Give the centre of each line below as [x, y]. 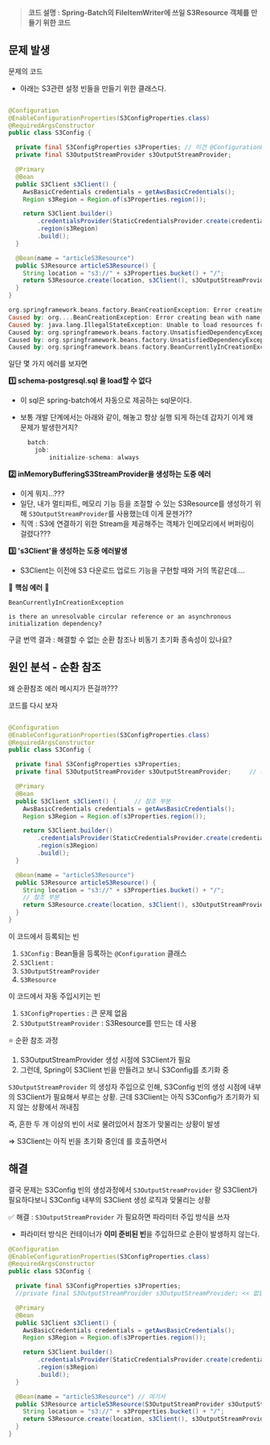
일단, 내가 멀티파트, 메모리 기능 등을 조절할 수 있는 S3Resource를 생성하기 [136, 503]
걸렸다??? [35, 533]
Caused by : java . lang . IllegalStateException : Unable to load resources [131, 325]
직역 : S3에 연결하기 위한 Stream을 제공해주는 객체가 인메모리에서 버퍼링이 [137, 523]
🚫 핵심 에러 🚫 [29, 587]
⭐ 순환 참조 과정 [33, 1040]
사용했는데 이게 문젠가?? [154, 513]
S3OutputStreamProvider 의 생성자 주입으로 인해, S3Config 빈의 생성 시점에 [127, 1087]
